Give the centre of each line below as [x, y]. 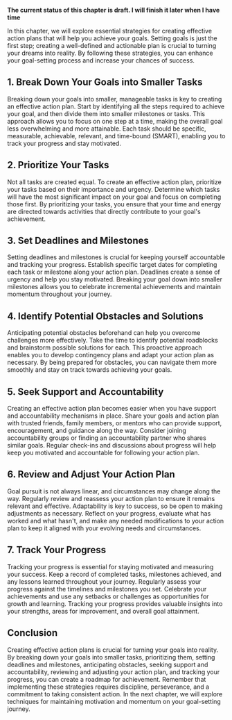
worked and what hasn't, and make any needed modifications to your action [116, 521]
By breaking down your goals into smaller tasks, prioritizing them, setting [111, 657]
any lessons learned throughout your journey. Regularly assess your [104, 581]
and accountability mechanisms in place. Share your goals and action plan [113, 416]
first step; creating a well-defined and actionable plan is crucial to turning [112, 46]
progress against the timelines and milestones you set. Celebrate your [107, 589]
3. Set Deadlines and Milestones [78, 241]
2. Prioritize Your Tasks [58, 165]
